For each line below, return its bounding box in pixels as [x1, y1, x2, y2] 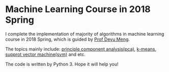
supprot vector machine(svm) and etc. [5, 51, 86, 57]
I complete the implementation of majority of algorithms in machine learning [5, 31, 164, 37]
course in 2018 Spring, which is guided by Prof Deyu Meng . [5, 36, 130, 42]
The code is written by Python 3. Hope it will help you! [5, 61, 119, 67]
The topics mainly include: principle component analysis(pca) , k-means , [5, 46, 157, 52]
